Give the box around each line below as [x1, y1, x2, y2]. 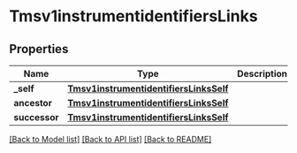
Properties [9, 42, 69, 57]
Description [237, 68, 288, 80]
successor [13, 111, 59, 123]
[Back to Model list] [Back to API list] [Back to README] [9, 134, 212, 144]
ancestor [13, 97, 53, 109]
